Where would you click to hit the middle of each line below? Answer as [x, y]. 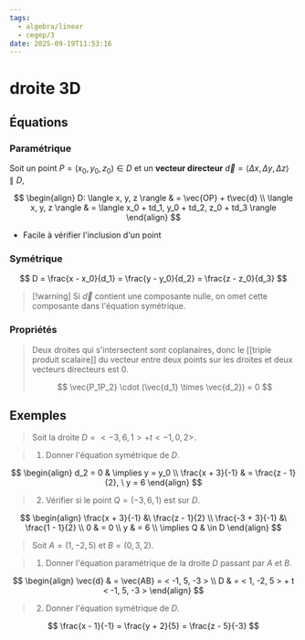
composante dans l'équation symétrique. [109, 306]
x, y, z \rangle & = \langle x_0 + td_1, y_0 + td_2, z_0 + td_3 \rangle [153, 208]
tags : [20, 18]
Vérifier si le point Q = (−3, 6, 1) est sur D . [123, 500]
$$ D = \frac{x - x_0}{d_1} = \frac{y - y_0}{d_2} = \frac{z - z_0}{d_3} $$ [153, 279]
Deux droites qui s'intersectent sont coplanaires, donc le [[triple [152, 349]
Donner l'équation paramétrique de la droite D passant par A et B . [168, 563]
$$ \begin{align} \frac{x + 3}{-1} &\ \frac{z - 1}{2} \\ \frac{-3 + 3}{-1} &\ [153, 518]
